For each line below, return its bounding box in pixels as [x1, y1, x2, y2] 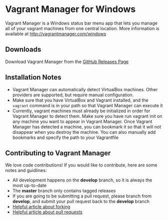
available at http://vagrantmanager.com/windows [5, 31, 106, 37]
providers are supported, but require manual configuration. [12, 92, 134, 98]
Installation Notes [5, 73, 61, 82]
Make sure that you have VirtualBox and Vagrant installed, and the [12, 97, 148, 103]
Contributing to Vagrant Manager [5, 149, 111, 157]
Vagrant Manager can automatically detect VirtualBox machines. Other [12, 86, 158, 92]
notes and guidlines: [5, 167, 47, 173]
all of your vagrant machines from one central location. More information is [5, 25, 159, 31]
